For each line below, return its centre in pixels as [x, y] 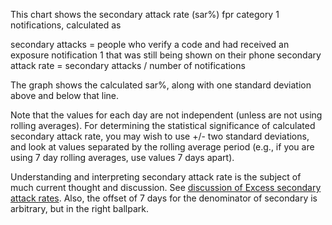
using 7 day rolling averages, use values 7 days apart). [122, 157]
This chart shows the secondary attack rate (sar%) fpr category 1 [145, 14]
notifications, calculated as [66, 25]
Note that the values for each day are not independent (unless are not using [166, 115]
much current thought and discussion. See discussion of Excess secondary [166, 187]
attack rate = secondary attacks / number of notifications [128, 65]
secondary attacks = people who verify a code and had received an [150, 44]
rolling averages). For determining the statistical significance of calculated [163, 125]
